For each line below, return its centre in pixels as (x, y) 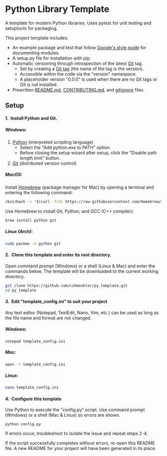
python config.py (23, 424)
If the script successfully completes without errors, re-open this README (80, 443)
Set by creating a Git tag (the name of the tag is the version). (82, 69)
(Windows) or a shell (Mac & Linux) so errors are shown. (63, 415)
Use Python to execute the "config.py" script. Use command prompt (75, 410)
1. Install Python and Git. (31, 118)
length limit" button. (40, 158)
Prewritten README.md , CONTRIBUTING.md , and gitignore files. (79, 90)
